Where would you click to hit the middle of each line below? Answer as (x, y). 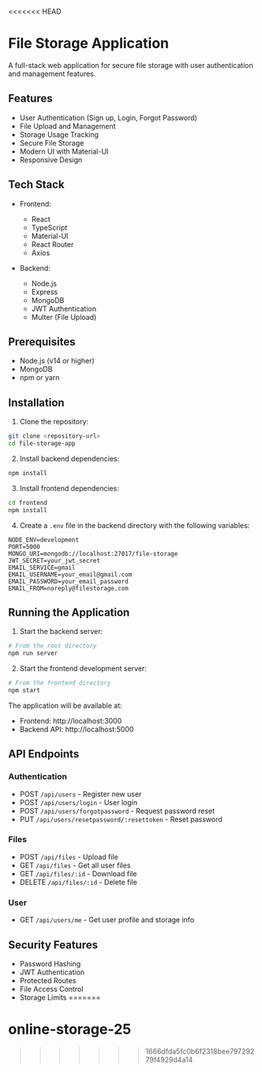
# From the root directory (52, 646)
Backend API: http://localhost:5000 (77, 729)
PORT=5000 (24, 547)
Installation (36, 403)
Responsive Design (51, 160)
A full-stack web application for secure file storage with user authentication (131, 65)
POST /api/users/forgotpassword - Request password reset (117, 811)
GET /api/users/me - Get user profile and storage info (107, 920)
